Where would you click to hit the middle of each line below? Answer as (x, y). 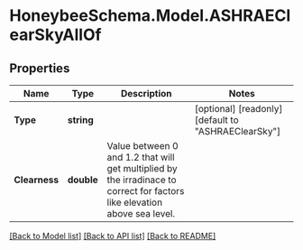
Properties (40, 68)
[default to (216, 120)
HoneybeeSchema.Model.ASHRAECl (150, 16)
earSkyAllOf (55, 35)
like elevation (135, 202)
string (81, 120)
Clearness (37, 180)
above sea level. (141, 213)
